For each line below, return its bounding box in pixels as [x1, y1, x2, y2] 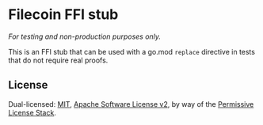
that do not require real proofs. [8, 55, 109, 65]
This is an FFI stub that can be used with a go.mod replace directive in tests [8, 47, 256, 56]
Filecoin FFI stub [8, 6, 119, 24]
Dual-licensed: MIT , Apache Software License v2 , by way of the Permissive [8, 99, 254, 108]
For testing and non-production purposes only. [8, 32, 161, 41]
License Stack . [8, 108, 57, 117]
